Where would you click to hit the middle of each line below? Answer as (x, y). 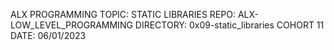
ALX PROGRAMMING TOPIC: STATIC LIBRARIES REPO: (123, 14)
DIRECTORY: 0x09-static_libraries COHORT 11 (229, 25)
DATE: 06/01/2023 (48, 35)
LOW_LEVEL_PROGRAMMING (71, 25)
